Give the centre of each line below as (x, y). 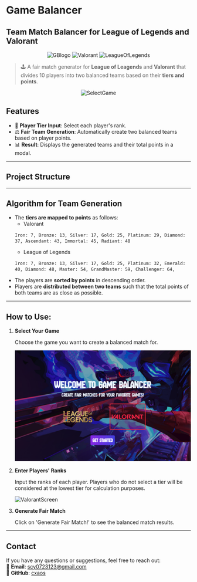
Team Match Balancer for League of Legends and (98, 32)
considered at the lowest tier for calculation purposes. (80, 488)
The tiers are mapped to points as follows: (66, 218)
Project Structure (38, 177)
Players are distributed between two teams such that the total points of (102, 287)
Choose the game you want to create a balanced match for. (86, 342)
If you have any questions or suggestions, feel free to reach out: (84, 560)
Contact (21, 546)
